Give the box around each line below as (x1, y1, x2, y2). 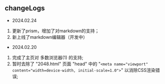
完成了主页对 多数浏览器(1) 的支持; (12, 54, 84, 60)
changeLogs (5, 4, 45, 13)
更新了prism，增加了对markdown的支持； (12, 28, 100, 34)
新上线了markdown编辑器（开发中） (12, 34, 88, 40)
